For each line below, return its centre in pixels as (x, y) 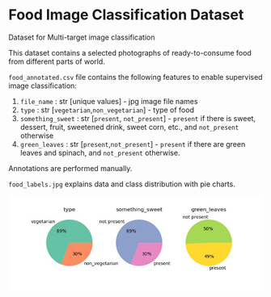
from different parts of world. (57, 61)
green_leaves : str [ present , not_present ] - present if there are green (133, 144)
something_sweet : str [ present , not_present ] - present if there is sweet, (138, 118)
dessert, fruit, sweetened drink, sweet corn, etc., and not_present (129, 127)
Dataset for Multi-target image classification (82, 37)
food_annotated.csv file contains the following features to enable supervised (135, 77)
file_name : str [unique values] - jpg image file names (109, 101)
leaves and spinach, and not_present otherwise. (100, 153)
